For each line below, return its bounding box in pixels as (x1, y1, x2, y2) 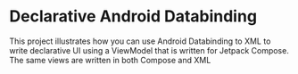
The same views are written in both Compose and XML (9, 54, 211, 65)
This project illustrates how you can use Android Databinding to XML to (9, 36, 271, 46)
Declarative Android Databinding (9, 6, 257, 27)
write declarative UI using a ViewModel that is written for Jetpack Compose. (9, 45, 290, 55)
